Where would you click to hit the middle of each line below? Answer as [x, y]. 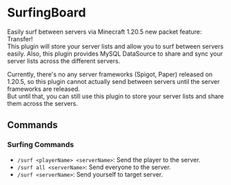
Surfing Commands [41, 144]
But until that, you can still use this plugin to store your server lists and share [115, 96]
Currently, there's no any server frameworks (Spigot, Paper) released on [110, 74]
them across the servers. [42, 103]
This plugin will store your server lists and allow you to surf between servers [115, 46]
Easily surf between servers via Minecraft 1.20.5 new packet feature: [104, 32]
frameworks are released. [44, 89]
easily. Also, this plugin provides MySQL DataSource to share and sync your [115, 54]
